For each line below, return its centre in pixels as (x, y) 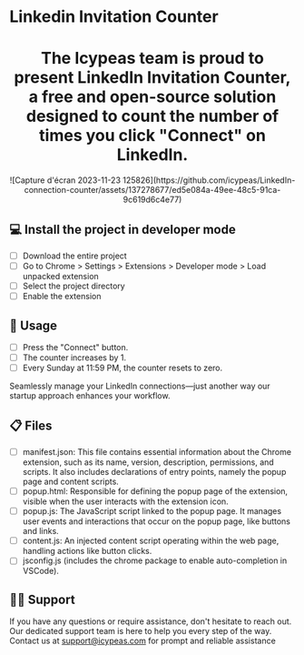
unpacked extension (61, 277)
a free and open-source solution (152, 97)
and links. (40, 531)
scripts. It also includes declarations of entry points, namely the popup (154, 472)
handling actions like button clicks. (87, 551)
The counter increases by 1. (74, 358)
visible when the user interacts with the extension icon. (125, 501)
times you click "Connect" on (152, 136)
